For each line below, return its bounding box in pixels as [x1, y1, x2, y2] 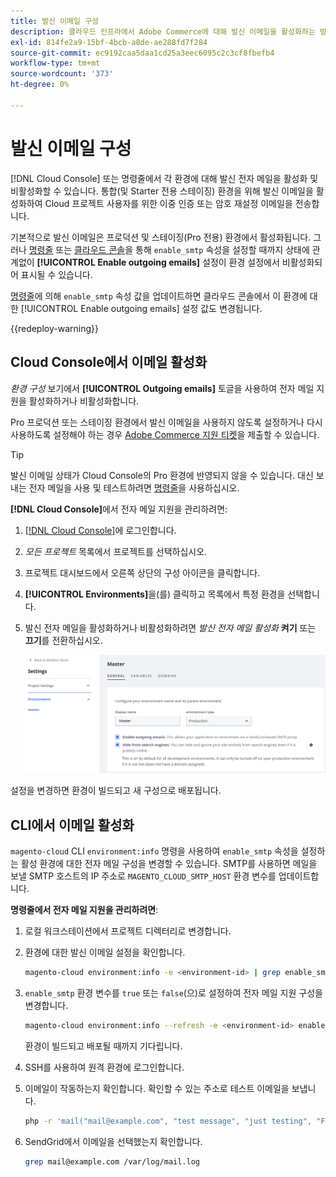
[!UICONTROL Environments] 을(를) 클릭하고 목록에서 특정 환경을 [24, 588, 286, 600]
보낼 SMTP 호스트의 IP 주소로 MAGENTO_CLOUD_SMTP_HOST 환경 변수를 [10, 870, 277, 882]
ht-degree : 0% [10, 80, 70, 90]
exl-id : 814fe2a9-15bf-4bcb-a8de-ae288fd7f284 [10, 37, 208, 47]
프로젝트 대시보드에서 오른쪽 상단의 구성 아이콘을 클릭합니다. [24, 566, 261, 579]
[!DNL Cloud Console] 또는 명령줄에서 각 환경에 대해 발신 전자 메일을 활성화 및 [10, 172, 319, 184]
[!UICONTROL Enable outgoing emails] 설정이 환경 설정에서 [36, 256, 280, 268]
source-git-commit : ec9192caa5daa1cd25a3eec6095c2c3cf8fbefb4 [10, 48, 275, 58]
